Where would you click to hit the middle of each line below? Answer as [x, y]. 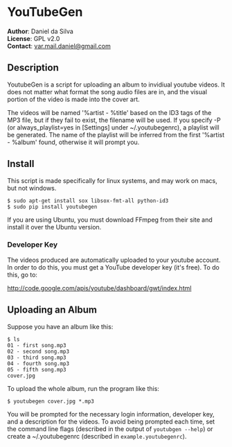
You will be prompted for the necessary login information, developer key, [111, 414]
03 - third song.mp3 [37, 358]
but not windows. [32, 188]
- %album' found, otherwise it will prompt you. [73, 142]
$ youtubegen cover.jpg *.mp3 [51, 401]
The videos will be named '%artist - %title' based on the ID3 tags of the [109, 112]
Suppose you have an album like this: [60, 326]
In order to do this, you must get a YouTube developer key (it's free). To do [114, 267]
